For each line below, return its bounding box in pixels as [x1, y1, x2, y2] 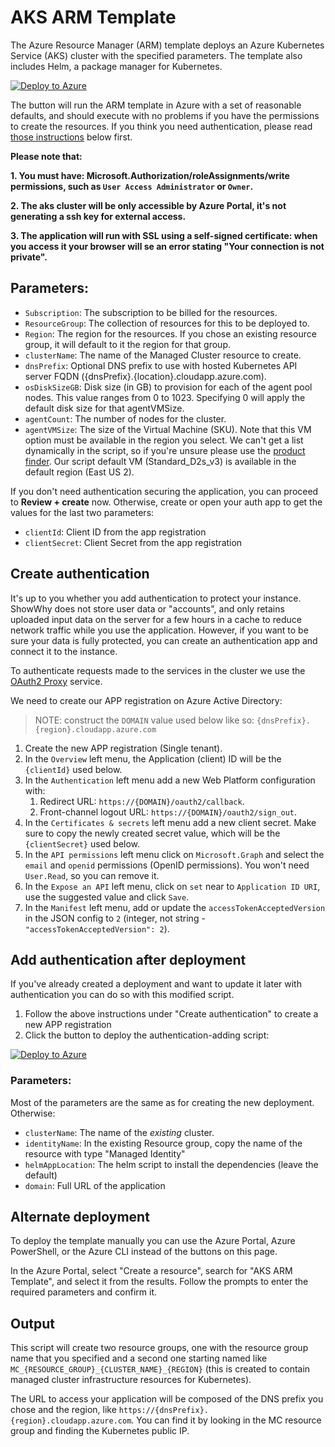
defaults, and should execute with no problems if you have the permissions [10, 109, 320, 121]
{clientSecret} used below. [24, 837, 141, 850]
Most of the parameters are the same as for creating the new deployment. [10, 1096, 315, 1108]
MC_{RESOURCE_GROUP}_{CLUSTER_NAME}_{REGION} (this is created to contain [10, 1363, 311, 1375]
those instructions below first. [10, 131, 133, 143]
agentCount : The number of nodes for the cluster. [24, 412, 227, 425]
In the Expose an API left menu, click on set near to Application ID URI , [24, 880, 321, 892]
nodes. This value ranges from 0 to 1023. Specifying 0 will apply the [24, 391, 306, 403]
